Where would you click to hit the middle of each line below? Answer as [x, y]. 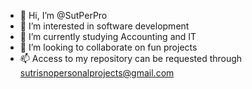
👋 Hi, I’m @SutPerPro [63, 15]
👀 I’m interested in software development [104, 26]
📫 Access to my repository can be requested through [131, 58]
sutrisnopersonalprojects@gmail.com [97, 73]
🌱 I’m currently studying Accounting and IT [108, 36]
